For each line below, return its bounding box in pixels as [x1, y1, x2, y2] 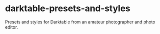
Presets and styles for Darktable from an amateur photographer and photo [5, 19, 156, 25]
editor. [5, 24, 18, 30]
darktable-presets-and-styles [5, 3, 131, 14]
